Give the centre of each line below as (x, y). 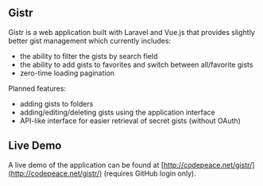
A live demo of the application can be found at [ (86, 165)
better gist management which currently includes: (90, 41)
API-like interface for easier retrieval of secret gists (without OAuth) (130, 120)
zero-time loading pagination (67, 73)
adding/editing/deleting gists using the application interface (118, 112)
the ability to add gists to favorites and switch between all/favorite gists (136, 64)
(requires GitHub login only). (150, 173)
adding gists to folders (56, 103)
